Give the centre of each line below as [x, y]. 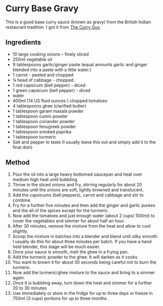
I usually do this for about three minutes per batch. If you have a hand [82, 241]
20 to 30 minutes [30, 288]
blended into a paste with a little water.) [52, 70]
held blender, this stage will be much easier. [57, 247]
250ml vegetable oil [32, 59]
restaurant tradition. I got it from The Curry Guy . [53, 27]
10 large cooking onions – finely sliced [51, 54]
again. [19, 277]
